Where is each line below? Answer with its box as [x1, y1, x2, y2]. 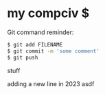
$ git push [7, 54, 38, 61]
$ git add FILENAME [7, 41, 63, 48]
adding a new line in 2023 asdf [7, 79, 95, 87]
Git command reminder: [7, 28, 74, 36]
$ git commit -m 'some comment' [7, 47, 100, 55]
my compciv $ [7, 5, 90, 21]
